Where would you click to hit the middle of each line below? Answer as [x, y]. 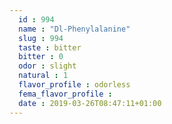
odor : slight [47, 66]
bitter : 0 [41, 57]
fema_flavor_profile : [65, 94]
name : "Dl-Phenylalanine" [74, 29]
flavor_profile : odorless [74, 85]
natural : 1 [43, 76]
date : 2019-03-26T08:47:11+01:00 [90, 103]
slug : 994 [41, 38]
